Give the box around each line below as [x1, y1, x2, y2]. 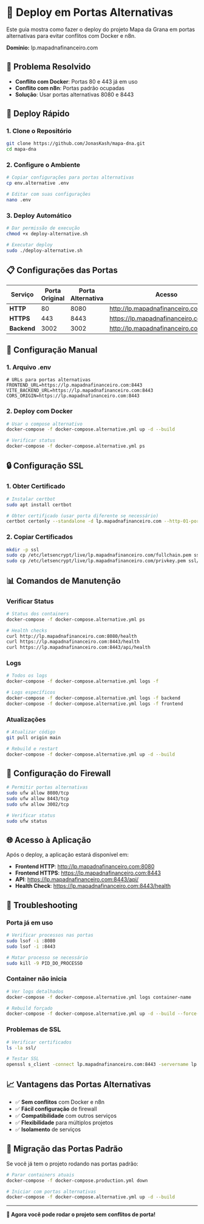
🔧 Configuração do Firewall [6, 768, 111, 778]
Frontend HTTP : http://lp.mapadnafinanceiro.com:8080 [15, 863, 155, 870]
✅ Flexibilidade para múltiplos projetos [15, 1118, 114, 1126]
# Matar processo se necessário [6, 954, 88, 961]
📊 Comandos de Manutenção [6, 576, 121, 586]
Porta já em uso [6, 918, 53, 926]
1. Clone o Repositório [6, 127, 72, 135]
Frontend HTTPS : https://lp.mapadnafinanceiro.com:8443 [15, 869, 161, 877]
